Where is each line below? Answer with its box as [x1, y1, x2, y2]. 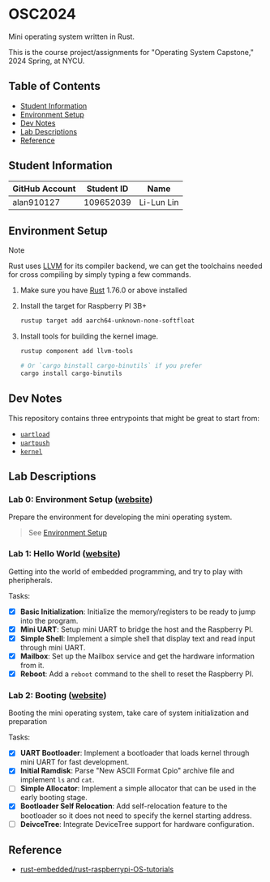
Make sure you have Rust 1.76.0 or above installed [19, 285, 188, 296]
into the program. [19, 616, 79, 625]
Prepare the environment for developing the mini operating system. [8, 512, 233, 522]
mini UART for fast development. [19, 757, 130, 767]
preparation [8, 717, 48, 726]
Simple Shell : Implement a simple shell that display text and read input [19, 633, 255, 643]
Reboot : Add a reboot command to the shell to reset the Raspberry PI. [19, 669, 254, 679]
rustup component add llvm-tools [19, 347, 134, 356]
